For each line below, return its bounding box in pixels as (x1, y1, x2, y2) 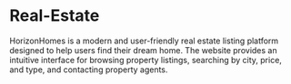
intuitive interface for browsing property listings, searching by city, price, (9, 54, 282, 65)
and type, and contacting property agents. (9, 64, 168, 75)
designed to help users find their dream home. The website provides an (9, 44, 277, 55)
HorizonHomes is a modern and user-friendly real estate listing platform (9, 35, 279, 46)
